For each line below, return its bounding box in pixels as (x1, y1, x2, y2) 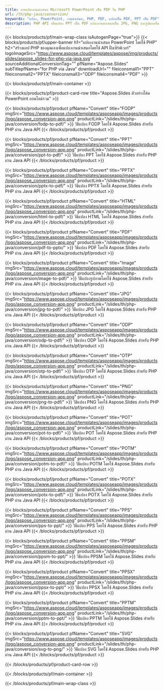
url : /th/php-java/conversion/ (5, 12, 69, 17)
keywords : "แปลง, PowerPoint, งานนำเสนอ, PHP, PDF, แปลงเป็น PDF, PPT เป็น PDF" (5, 16, 160, 21)
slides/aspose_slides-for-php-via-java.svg (5, 56, 90, 62)
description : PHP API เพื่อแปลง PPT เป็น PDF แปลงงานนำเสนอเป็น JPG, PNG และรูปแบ (5, 21, 154, 26)
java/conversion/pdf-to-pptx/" (5, 245, 66, 251)
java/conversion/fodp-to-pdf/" (5, 121, 66, 127)
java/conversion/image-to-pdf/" (5, 276, 69, 281)
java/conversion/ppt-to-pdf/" (5, 152, 63, 158)
